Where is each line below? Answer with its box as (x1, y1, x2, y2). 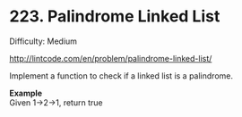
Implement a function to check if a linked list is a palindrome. (9, 70, 233, 81)
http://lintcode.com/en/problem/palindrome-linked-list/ (9, 53, 212, 63)
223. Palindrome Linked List (9, 6, 220, 27)
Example (9, 88, 43, 98)
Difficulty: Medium (9, 36, 78, 46)
